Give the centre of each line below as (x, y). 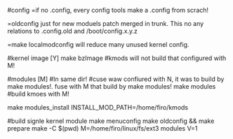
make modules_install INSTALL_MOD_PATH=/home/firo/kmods (98, 107)
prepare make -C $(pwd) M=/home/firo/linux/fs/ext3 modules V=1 (102, 128)
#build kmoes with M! (39, 94)
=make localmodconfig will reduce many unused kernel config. (98, 44)
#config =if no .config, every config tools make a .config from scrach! (108, 10)
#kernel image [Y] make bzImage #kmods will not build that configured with (117, 58)
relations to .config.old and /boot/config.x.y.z (73, 31)
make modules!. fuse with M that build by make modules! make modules (112, 86)
